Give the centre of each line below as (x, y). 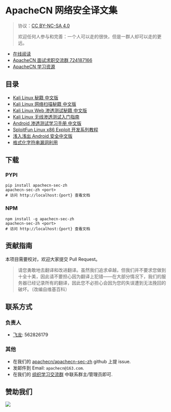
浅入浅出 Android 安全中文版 (42, 136)
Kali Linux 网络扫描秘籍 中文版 (45, 104)
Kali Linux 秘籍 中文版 (36, 97)
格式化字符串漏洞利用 (35, 142)
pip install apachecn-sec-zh (36, 186)
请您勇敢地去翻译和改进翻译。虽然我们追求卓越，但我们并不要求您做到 (92, 270)
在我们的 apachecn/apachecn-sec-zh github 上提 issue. (72, 361)
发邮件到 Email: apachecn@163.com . (48, 368)
